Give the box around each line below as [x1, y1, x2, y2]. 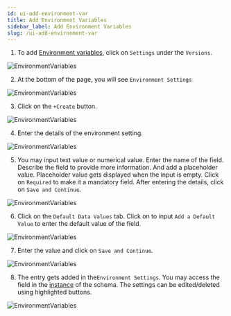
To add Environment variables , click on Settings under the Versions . [17, 49, 213, 57]
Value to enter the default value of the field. [17, 220, 142, 228]
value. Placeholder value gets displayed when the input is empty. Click [17, 170, 219, 179]
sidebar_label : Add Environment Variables [7, 23, 132, 30]
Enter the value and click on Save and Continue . [17, 247, 154, 255]
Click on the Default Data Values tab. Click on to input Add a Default [17, 212, 216, 220]
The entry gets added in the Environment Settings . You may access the [17, 273, 221, 281]
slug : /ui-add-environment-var [7, 29, 98, 37]
